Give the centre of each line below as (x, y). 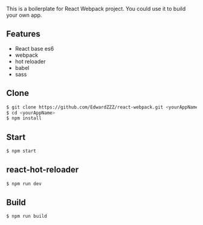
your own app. (24, 15)
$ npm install (24, 118)
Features (23, 34)
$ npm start (21, 151)
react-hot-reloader (43, 170)
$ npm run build (27, 217)
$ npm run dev (24, 183)
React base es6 (34, 48)
